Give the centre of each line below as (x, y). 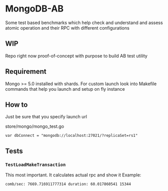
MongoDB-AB (34, 9)
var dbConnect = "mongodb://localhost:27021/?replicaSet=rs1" (71, 136)
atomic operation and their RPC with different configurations (67, 28)
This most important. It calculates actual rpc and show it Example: (73, 175)
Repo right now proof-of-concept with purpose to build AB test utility (76, 56)
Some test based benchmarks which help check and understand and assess (84, 23)
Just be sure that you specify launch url (46, 117)
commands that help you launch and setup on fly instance (65, 89)
